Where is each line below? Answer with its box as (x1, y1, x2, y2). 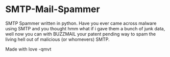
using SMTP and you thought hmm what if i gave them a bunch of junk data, (5, 25, 165, 31)
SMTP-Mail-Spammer (5, 4, 101, 15)
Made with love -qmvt (5, 46, 52, 52)
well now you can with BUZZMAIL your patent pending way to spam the (5, 31, 156, 37)
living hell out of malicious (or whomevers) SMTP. (5, 36, 110, 42)
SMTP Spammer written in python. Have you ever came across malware (5, 20, 157, 26)
